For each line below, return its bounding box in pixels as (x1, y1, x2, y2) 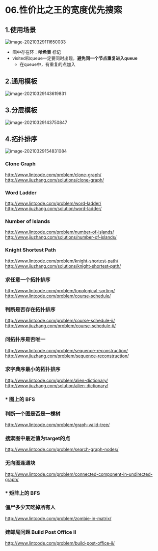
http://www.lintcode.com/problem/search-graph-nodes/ (5, 446, 119, 453)
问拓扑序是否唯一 (5, 336, 46, 343)
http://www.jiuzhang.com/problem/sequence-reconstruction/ (5, 353, 129, 359)
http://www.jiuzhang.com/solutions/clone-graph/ (5, 177, 104, 183)
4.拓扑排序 (5, 135, 38, 143)
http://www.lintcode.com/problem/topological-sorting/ (5, 287, 115, 293)
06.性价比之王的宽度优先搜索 (5, 4, 123, 16)
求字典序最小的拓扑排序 (5, 366, 60, 373)
